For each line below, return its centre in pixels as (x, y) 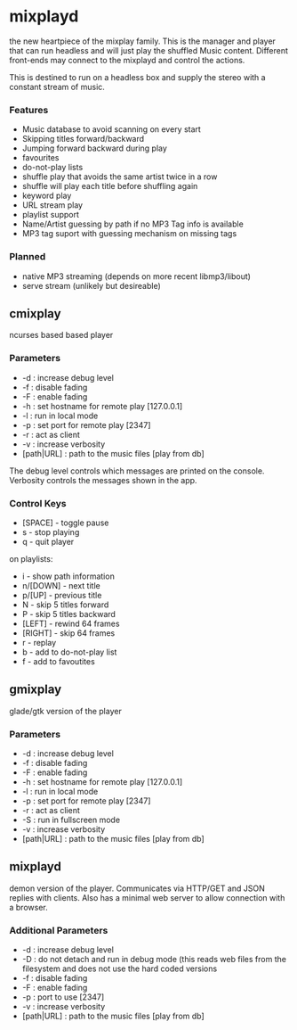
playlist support (51, 215)
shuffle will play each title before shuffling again (110, 186)
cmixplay (35, 313)
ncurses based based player (61, 335)
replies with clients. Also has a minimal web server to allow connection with (147, 897)
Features (29, 110)
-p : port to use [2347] (63, 997)
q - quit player (48, 541)
